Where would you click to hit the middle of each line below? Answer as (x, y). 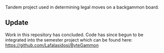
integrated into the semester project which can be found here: (69, 40)
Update (17, 23)
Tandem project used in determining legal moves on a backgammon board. (82, 7)
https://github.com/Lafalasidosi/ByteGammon (52, 45)
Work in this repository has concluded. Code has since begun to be (74, 35)
